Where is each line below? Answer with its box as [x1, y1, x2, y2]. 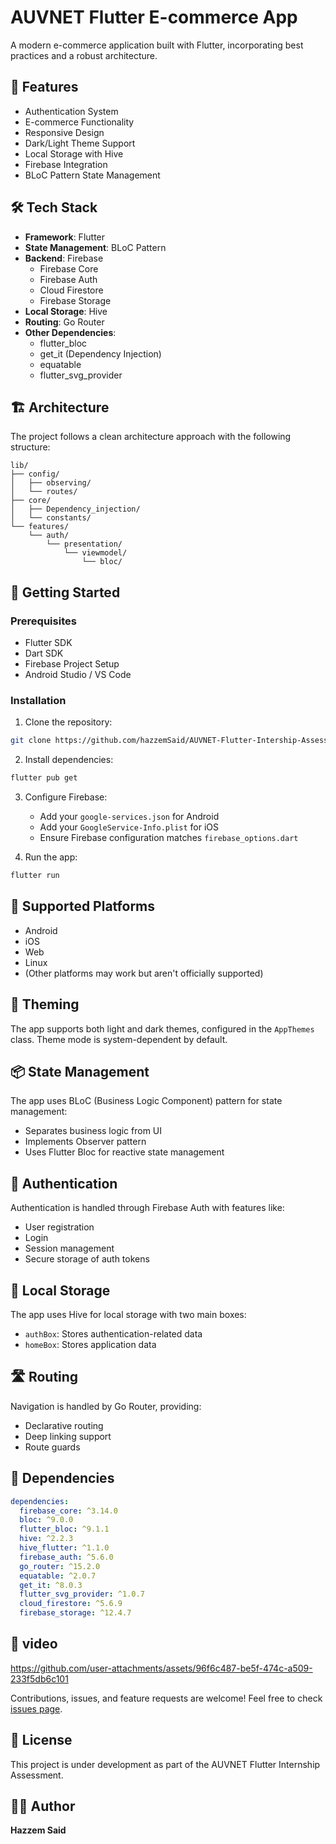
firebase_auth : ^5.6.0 [19, 1552, 114, 1562]
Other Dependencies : [24, 326, 117, 338]
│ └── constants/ [10, 513, 92, 523]
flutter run [10, 871, 60, 881]
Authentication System [24, 105, 119, 117]
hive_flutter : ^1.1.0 [19, 1543, 110, 1553]
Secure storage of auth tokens [24, 1253, 150, 1265]
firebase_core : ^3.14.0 [19, 1506, 118, 1516]
